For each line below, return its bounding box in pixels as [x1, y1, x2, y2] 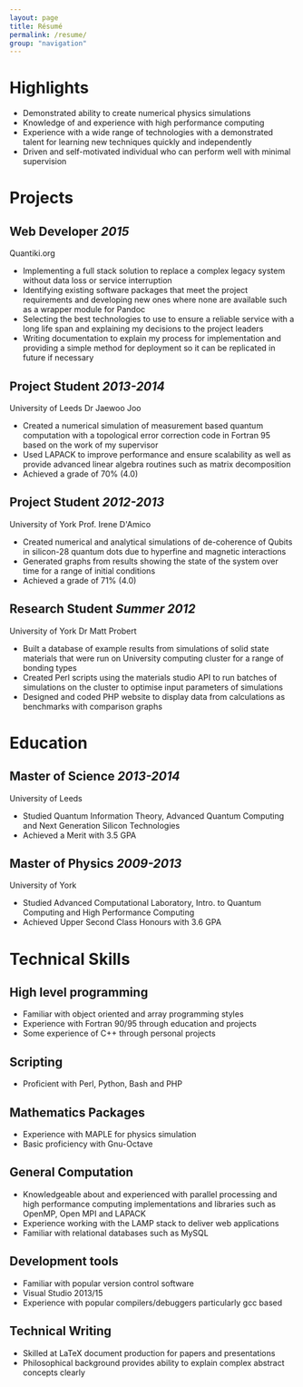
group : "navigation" [9, 38, 88, 48]
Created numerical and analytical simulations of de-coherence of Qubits [22, 536, 293, 547]
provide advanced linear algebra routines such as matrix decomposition [22, 459, 291, 469]
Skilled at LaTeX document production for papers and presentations [22, 1347, 276, 1358]
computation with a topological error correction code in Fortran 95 [22, 430, 270, 440]
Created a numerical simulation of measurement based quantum [22, 420, 264, 431]
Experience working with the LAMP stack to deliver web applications [22, 1217, 279, 1228]
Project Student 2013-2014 [9, 379, 165, 394]
